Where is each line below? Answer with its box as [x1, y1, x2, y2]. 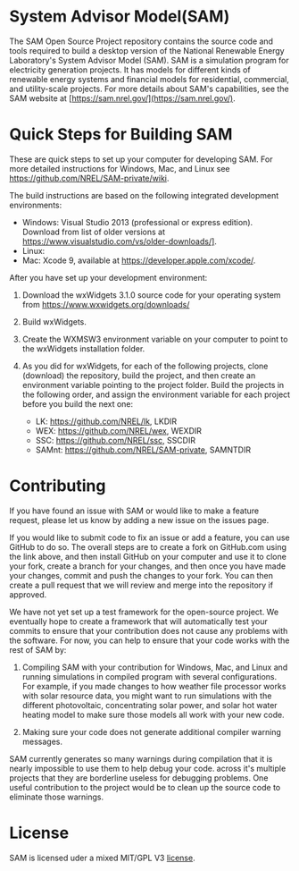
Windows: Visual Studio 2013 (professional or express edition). [21, 216, 253, 227]
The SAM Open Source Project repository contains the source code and [9, 36, 274, 47]
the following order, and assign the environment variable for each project [21, 389, 291, 400]
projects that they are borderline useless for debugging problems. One [9, 772, 269, 783]
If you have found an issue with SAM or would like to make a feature [9, 505, 260, 516]
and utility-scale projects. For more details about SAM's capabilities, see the [9, 83, 289, 94]
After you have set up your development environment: [9, 272, 208, 283]
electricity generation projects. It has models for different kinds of [9, 64, 252, 75]
